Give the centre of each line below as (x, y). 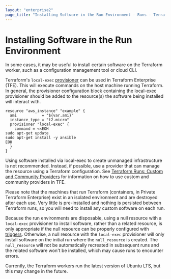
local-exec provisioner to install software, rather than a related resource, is (84, 224)
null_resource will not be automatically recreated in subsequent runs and (82, 245)
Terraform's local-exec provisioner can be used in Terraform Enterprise (81, 80)
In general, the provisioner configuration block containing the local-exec (81, 91)
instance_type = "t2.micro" (40, 120)
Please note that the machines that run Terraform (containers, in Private (80, 192)
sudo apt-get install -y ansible (41, 138)
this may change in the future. (37, 271)
